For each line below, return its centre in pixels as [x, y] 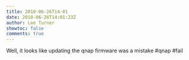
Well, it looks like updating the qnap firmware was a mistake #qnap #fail [95, 50]
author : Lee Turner [31, 23]
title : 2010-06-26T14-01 [37, 12]
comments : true [25, 34]
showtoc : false [25, 28]
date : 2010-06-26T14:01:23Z [41, 17]
